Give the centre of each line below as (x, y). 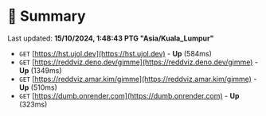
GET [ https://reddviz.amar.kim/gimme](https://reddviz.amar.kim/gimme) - (138, 79)
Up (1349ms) (40, 70)
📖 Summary (47, 16)
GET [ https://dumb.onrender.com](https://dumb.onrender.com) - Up (129, 95)
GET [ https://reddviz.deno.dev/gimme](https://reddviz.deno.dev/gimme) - (139, 62)
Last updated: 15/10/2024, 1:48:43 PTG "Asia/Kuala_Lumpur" (111, 38)
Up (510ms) (38, 87)
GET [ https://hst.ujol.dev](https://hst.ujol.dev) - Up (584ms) (115, 53)
